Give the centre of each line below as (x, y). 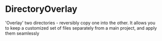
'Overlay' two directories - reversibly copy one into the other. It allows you (80, 23)
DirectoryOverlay (41, 9)
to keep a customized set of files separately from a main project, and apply (81, 28)
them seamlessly (22, 33)
